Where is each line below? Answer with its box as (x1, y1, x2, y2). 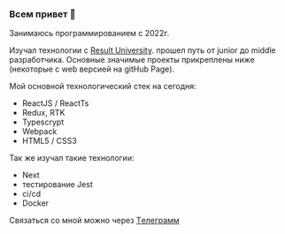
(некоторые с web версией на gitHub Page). (9, 64, 175, 74)
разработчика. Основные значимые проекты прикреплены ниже (9, 55, 255, 65)
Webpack (21, 126, 58, 137)
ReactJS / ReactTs (21, 98, 89, 109)
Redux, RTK (21, 108, 65, 118)
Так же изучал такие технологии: (9, 153, 135, 163)
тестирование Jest (21, 179, 93, 190)
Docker (21, 198, 50, 208)
